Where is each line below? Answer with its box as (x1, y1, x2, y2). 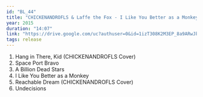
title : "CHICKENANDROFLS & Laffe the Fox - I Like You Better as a (6, 14, 180, 20)
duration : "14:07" (6, 25, 53, 32)
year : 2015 (6, 20, 34, 26)
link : (6, 31, 20, 37)
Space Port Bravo (14, 59, 59, 66)
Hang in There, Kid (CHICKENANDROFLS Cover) (14, 53, 136, 60)
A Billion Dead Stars (14, 66, 65, 72)
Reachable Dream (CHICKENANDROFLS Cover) (14, 78, 134, 86)
